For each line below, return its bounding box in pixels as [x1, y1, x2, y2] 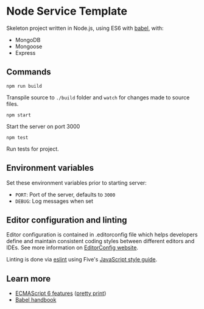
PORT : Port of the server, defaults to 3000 [15, 191, 116, 198]
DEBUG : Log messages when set [15, 197, 93, 205]
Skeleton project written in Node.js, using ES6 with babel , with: [6, 24, 164, 32]
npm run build [6, 83, 43, 89]
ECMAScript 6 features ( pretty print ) [15, 289, 107, 297]
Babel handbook [15, 296, 57, 304]
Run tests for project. [6, 145, 59, 152]
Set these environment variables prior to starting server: [6, 179, 147, 186]
